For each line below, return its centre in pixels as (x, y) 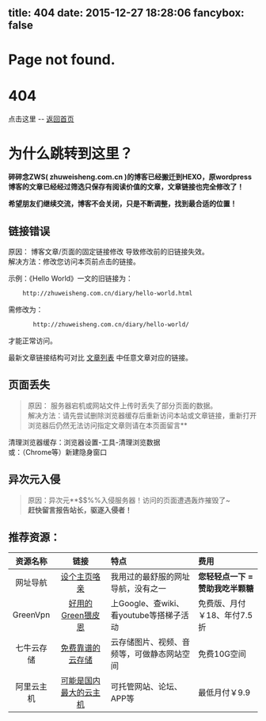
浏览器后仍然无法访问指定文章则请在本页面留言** (107, 425)
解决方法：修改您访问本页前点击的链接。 (74, 261)
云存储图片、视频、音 (150, 643)
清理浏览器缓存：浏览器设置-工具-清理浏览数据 (84, 442)
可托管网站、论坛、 (146, 687)
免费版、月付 (222, 604)
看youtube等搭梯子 (146, 616)
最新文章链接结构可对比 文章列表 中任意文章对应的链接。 (100, 358)
